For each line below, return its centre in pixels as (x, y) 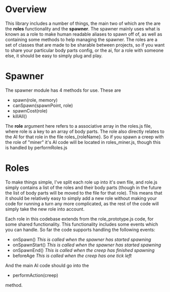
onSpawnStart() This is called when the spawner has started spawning (87, 245)
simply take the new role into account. (45, 209)
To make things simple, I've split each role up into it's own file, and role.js (81, 182)
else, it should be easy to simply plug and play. (54, 56)
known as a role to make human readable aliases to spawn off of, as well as (84, 34)
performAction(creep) (35, 275)
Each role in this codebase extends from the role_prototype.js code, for (79, 218)
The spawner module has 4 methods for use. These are (63, 90)
